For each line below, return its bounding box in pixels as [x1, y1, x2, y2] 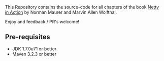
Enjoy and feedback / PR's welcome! [5, 19, 80, 24]
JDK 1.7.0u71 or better [12, 46, 57, 52]
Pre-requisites [5, 33, 50, 41]
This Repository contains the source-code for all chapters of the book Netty [5, 4, 159, 10]
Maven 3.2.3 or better [12, 51, 57, 57]
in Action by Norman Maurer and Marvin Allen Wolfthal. [5, 9, 117, 15]
